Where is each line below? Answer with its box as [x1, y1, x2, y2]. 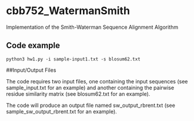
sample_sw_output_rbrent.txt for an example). [6, 107, 118, 115]
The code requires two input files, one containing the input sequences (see [6, 78, 188, 85]
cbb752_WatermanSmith [6, 4, 131, 18]
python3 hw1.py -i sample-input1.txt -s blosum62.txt [6, 56, 141, 62]
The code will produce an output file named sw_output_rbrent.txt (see [6, 102, 175, 109]
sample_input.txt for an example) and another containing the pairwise [6, 84, 175, 91]
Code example [6, 41, 61, 51]
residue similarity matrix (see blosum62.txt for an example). [6, 90, 150, 98]
